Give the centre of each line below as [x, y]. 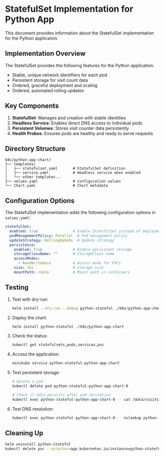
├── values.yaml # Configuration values [63, 181]
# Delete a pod [28, 382]
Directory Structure [35, 149]
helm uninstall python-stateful [38, 444]
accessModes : [27, 259]
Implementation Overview [45, 54]
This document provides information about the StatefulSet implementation [80, 33]
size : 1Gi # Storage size [59, 268]
